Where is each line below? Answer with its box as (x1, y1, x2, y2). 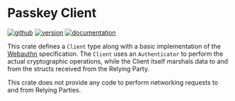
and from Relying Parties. (7, 85, 81, 94)
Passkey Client (7, 5, 97, 21)
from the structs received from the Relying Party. (7, 64, 150, 73)
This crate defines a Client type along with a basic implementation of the (7, 42, 222, 50)
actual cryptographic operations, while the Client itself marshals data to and (7, 57, 229, 65)
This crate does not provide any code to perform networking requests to (7, 78, 219, 86)
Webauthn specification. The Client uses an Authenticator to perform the (7, 49, 224, 58)
